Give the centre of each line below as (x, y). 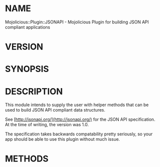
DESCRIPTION (34, 91)
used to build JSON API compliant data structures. (55, 110)
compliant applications (28, 27)
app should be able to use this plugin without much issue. (63, 139)
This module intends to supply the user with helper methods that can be (77, 105)
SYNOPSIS (27, 69)
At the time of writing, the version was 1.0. (47, 125)
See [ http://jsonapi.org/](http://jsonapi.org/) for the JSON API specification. (80, 119)
